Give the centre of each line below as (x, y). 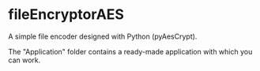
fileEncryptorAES (66, 15)
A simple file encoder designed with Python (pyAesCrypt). (103, 36)
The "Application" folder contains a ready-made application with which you (130, 51)
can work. (24, 60)
